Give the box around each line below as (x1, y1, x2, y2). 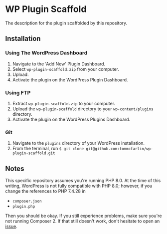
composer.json (12, 199, 42, 204)
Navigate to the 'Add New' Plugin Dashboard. (12, 61, 106, 67)
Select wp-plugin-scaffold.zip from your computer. (12, 66, 120, 72)
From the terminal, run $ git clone (12, 146, 84, 152)
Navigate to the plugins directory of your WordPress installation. (12, 140, 145, 146)
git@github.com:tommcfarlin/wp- (86, 146, 153, 152)
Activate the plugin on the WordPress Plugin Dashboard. (12, 76, 128, 83)
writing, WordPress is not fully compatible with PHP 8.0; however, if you (5, 183, 153, 189)
